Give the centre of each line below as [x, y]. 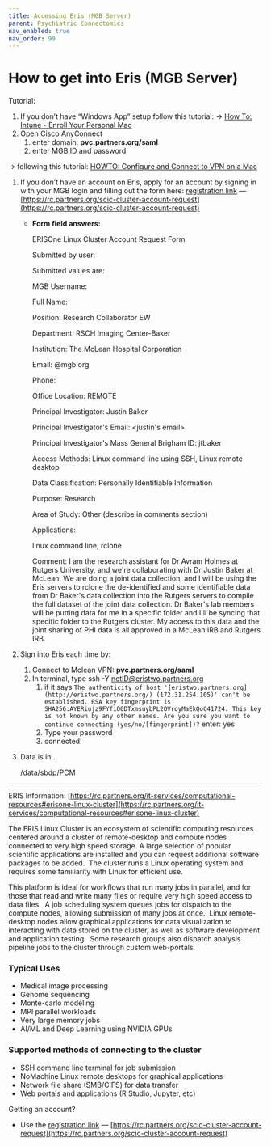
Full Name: [50, 302]
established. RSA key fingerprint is [107, 702]
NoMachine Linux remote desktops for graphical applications [121, 1076]
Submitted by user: [64, 255]
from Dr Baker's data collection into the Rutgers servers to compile [143, 596]
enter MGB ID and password [79, 151]
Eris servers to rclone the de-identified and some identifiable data [141, 587]
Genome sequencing [55, 995]
